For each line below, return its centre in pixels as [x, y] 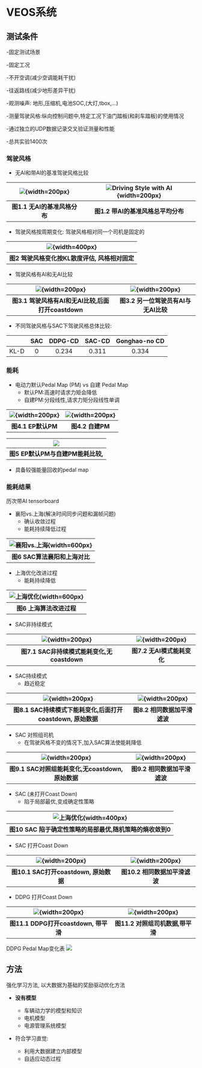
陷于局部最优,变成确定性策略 [59, 801]
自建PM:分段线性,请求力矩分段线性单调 [72, 400]
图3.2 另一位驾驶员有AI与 [155, 301]
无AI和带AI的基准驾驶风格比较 [52, 173]
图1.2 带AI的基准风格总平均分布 [139, 211]
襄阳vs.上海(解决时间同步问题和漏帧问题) [65, 514]
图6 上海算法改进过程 [46, 608]
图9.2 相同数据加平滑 [161, 769]
